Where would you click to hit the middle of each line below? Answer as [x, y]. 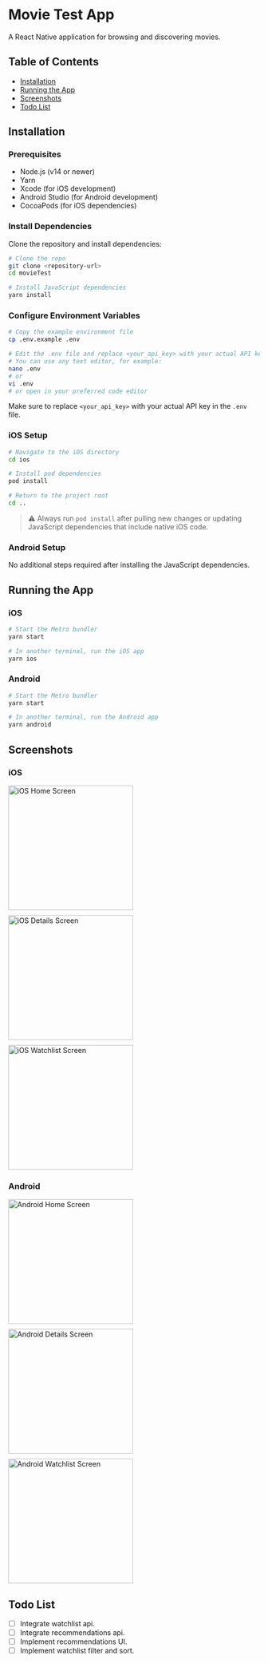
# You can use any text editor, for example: [85, 362]
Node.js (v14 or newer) [57, 172]
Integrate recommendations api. [72, 1633]
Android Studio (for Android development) [89, 197]
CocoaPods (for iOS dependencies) [78, 206]
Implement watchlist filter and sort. [77, 1651]
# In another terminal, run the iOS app [77, 651]
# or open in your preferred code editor [78, 391]
